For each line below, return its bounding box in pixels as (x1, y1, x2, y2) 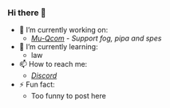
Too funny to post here (30, 91, 107, 101)
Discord (30, 71, 57, 80)
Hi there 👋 (7, 7, 47, 18)
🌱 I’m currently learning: (18, 42, 98, 52)
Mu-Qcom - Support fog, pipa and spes (30, 33, 162, 43)
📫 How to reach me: (18, 60, 88, 69)
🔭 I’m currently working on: (18, 25, 109, 35)
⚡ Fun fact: (18, 79, 55, 90)
